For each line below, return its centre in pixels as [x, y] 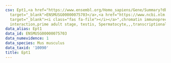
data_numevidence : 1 [27, 39]
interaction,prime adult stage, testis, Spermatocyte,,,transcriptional [89, 24]
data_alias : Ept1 [24, 29]
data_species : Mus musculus [35, 43]
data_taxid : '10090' [27, 48]
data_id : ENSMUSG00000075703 [36, 34]
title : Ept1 [18, 52]
